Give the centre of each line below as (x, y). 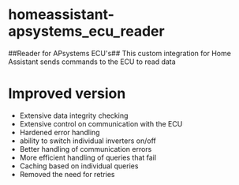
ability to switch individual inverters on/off (88, 141)
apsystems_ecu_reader (86, 31)
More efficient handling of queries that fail (88, 157)
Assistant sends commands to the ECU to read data (92, 62)
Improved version (67, 94)
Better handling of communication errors (86, 149)
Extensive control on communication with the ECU (101, 123)
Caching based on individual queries (79, 166)
